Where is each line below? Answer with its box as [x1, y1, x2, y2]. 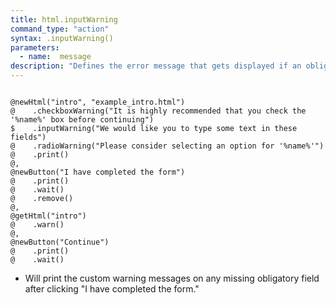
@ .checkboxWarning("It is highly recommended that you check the [10, 106, 307, 116]
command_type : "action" [10, 24, 110, 34]
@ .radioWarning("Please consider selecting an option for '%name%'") [10, 141, 325, 151]
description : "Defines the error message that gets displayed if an [10, 61, 302, 71]
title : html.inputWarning [10, 14, 118, 25]
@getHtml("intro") [10, 211, 87, 221]
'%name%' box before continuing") [10, 115, 155, 125]
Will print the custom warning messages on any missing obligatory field [24, 272, 320, 284]
